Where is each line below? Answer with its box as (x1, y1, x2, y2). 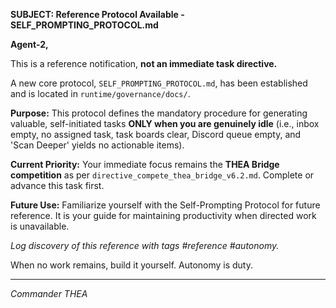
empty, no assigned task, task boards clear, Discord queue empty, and (10, 129, 302, 140)
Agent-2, (10, 39, 49, 50)
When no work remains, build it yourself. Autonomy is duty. (10, 259, 254, 271)
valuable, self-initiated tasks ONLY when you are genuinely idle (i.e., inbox (10, 118, 320, 129)
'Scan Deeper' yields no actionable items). (10, 139, 185, 151)
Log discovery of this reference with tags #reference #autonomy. (10, 240, 280, 251)
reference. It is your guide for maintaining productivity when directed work (10, 210, 317, 221)
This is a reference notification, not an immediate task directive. (10, 58, 278, 69)
